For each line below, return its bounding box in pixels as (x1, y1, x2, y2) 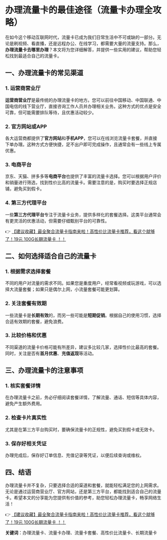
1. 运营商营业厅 (5, 85, 41, 92)
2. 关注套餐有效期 (5, 300, 47, 307)
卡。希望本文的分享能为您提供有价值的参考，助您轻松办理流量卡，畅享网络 (5, 494, 157, 500)
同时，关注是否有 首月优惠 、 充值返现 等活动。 (5, 350, 97, 356)
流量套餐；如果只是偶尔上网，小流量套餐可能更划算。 (13, 286, 122, 292)
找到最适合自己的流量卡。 (9, 53, 62, 58)
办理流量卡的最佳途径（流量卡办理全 (5, 4, 153, 16)
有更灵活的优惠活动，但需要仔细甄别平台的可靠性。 (5, 217, 110, 223)
